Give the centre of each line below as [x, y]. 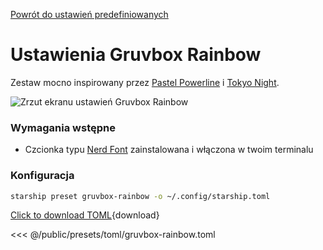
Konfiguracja [42, 176]
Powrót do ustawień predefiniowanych [89, 14]
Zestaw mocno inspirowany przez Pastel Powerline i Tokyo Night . [145, 82]
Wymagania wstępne [63, 127]
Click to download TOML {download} [85, 215]
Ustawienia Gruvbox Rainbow [136, 55]
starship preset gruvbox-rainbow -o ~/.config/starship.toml [140, 196]
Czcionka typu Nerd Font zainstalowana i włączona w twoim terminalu [169, 150]
